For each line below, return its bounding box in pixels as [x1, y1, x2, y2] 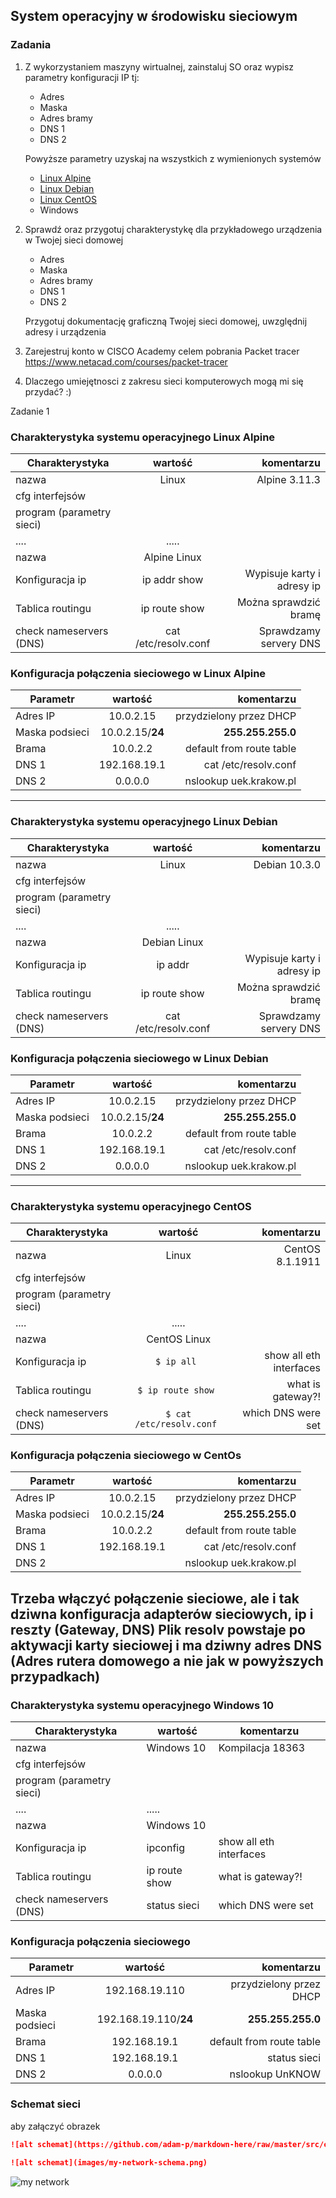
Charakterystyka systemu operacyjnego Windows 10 [10, 1698, 275, 1712]
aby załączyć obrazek [10, 2120, 101, 2132]
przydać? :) [24, 385, 72, 398]
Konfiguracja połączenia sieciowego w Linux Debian [10, 1051, 269, 1065]
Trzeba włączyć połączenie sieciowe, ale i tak [10, 1590, 300, 1607]
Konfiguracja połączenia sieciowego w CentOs [10, 1449, 242, 1463]
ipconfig [146, 1841, 185, 1855]
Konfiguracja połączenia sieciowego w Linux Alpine [10, 666, 267, 680]
